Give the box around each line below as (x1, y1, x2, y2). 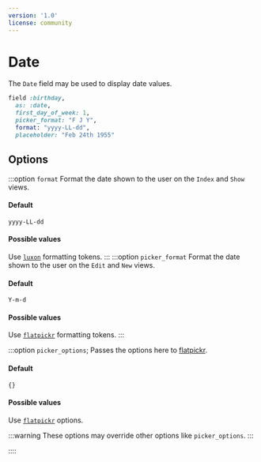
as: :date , (15, 102, 51, 110)
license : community (8, 19, 73, 27)
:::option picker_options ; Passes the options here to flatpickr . (8, 345, 208, 355)
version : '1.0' (8, 11, 59, 20)
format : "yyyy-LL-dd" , (15, 123, 90, 131)
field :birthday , (8, 94, 66, 103)
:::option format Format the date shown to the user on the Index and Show (8, 174, 245, 183)
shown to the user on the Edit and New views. (8, 260, 156, 269)
